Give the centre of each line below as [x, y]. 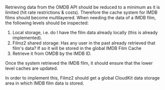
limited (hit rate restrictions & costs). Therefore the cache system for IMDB [81, 12]
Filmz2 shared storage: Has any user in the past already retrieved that [84, 43]
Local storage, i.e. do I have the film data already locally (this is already [85, 32]
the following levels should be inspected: [47, 23]
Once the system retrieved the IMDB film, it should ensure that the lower [79, 63]
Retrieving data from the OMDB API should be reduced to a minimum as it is [82, 7]
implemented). [27, 38]
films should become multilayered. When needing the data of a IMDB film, [81, 18]
